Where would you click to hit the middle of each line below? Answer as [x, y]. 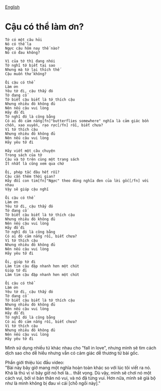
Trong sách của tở [24, 155]
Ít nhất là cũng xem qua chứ [35, 164]
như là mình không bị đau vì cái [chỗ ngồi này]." [53, 383]
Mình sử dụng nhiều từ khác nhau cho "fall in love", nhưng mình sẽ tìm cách [81, 348]
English [12, 7]
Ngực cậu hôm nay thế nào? [32, 48]
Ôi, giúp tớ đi [20, 262]
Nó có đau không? [23, 52]
